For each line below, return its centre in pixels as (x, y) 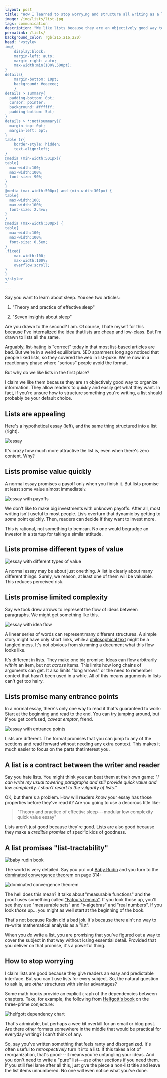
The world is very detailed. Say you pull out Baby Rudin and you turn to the (82, 869)
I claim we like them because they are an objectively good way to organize (81, 382)
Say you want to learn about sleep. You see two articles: (63, 298)
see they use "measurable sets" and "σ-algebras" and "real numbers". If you (83, 905)
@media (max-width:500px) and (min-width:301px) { (59, 191)
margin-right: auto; (35, 61)
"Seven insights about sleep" (42, 317)
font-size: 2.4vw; (29, 209)
